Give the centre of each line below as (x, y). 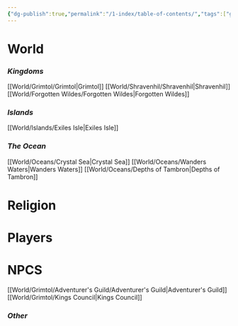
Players (30, 238)
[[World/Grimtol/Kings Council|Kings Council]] (75, 298)
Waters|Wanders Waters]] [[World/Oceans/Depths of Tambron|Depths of (114, 169)
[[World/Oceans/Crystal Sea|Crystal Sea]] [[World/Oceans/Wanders (107, 162)
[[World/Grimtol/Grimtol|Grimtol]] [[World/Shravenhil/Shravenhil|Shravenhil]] (119, 86)
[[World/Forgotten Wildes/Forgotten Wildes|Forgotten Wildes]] (98, 94)
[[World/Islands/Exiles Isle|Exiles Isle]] (63, 128)
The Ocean (27, 146)
